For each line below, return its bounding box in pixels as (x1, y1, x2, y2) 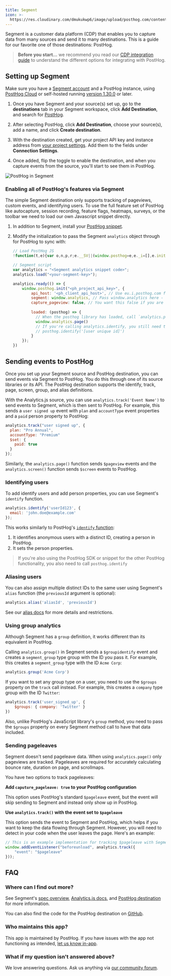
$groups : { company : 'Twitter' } (14, 704, 85, 710)
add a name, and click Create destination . (12, 127, 102, 133)
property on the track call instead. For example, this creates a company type (5, 685, 163, 691)
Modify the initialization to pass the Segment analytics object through (12, 233, 160, 239)
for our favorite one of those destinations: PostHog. (5, 42, 113, 48)
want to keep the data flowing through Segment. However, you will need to (5, 825, 162, 831)
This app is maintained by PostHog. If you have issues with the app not (5, 935, 154, 941)
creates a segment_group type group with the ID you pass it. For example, (5, 654, 158, 661)
